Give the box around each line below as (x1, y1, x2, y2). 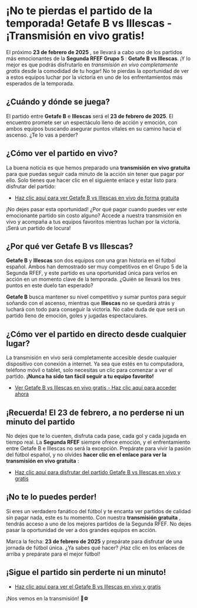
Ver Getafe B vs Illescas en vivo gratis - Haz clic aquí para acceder (14, 384, 177, 391)
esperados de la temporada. (6, 79, 75, 87)
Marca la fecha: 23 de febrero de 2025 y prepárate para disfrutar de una (6, 537, 183, 545)
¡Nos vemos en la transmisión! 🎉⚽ (6, 594, 89, 602)
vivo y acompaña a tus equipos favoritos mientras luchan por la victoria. (6, 218, 181, 225)
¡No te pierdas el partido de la (6, 4, 153, 18)
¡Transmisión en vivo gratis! (6, 29, 145, 42)
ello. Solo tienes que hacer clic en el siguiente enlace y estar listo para (6, 177, 176, 184)
